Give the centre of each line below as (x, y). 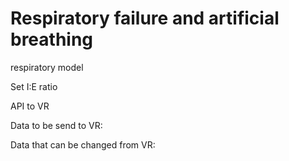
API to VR (30, 106)
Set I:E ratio (34, 86)
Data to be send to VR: (56, 125)
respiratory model (47, 67)
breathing (52, 39)
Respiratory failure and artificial (145, 18)
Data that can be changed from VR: (83, 144)
